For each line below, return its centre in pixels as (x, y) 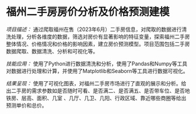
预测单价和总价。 (27, 105)
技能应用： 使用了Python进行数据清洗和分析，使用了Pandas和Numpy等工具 (97, 63)
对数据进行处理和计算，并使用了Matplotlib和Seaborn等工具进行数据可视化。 (97, 71)
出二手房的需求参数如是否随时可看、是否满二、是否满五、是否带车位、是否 (95, 91)
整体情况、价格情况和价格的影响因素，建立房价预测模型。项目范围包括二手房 (98, 44)
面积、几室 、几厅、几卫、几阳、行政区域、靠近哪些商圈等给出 (111, 98)
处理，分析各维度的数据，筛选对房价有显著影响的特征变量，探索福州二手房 (100, 36)
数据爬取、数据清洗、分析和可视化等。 (52, 51)
